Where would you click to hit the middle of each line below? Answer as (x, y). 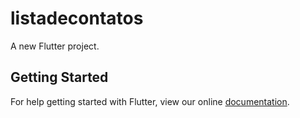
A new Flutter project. (55, 46)
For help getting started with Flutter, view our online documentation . (150, 101)
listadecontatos (77, 18)
